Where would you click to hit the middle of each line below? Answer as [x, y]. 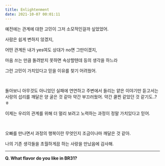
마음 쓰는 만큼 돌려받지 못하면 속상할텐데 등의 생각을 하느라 [61, 60]
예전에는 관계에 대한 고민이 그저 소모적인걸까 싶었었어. [57, 29]
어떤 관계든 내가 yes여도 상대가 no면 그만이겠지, [51, 50]
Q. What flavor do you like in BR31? [41, 158]
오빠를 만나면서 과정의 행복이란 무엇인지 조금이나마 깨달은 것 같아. [68, 133]
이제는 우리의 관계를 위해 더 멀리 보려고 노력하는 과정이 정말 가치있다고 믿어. [78, 113]
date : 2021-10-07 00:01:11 [33, 14]
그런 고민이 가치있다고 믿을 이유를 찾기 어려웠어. [51, 70]
